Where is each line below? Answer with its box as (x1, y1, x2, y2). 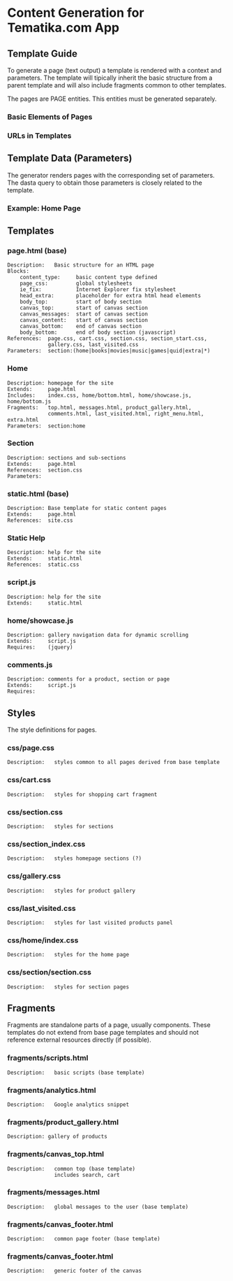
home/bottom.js (7, 397, 52, 405)
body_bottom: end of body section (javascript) (20, 329, 176, 337)
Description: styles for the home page (7, 951, 130, 958)
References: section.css (7, 467, 82, 474)
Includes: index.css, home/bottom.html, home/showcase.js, (7, 392, 192, 399)
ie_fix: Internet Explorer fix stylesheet (20, 286, 176, 293)
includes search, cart (54, 1171, 120, 1178)
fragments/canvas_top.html (7, 1149, 105, 1159)
